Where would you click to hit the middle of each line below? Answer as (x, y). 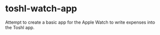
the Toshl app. (20, 27)
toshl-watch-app (41, 9)
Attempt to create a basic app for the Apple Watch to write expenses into (80, 22)
